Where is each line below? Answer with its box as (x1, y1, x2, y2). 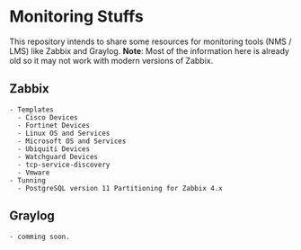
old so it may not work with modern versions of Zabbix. (9, 55, 214, 66)
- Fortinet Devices (17, 121, 91, 129)
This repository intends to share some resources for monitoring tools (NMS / (9, 36, 292, 47)
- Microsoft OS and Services (17, 137, 127, 146)
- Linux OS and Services (17, 129, 111, 138)
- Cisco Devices (17, 112, 78, 122)
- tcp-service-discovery (17, 160, 111, 169)
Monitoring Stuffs (9, 6, 144, 27)
